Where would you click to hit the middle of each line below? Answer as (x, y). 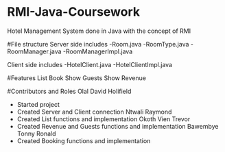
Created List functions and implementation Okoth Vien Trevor (104, 119)
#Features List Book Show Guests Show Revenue (76, 78)
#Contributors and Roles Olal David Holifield (69, 91)
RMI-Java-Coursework (74, 12)
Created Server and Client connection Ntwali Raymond (94, 112)
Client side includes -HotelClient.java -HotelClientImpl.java (90, 64)
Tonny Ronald (36, 134)
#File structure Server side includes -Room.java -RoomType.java (98, 44)
